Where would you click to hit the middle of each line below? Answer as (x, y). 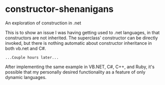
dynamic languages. (26, 77)
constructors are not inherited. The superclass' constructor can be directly (82, 38)
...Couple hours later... (32, 57)
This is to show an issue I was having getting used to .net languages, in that (82, 32)
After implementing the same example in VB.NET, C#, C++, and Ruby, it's (80, 67)
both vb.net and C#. (26, 48)
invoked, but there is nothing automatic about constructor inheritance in (79, 43)
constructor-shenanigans (59, 9)
